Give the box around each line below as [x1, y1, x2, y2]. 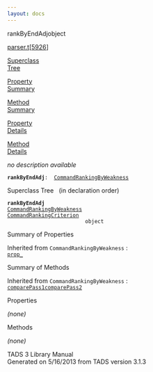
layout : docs [7, 10, 45, 17]
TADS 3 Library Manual [7, 350, 74, 358]
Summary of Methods [7, 263, 70, 271]
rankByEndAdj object [7, 29, 66, 38]
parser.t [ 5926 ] [7, 42, 49, 51]
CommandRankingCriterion [7, 211, 79, 219]
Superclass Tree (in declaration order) [7, 186, 120, 195]
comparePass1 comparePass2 [7, 284, 82, 291]
